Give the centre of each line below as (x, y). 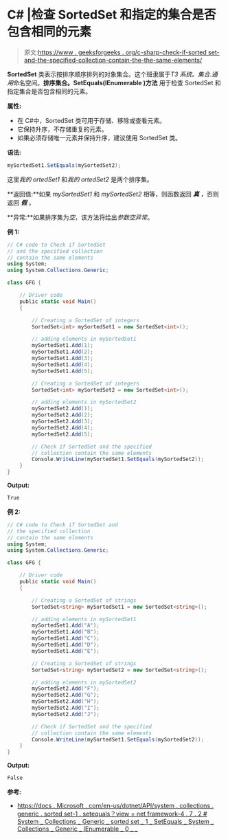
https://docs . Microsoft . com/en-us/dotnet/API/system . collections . (115, 806)
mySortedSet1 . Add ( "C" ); (66, 638)
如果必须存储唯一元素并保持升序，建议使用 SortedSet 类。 (99, 137)
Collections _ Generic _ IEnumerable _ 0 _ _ (77, 829)
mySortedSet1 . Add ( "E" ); (66, 651)
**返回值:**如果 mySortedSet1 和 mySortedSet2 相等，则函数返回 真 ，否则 (113, 194)
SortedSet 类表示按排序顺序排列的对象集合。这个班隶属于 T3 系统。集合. (110, 74)
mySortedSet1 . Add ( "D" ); (66, 645)
